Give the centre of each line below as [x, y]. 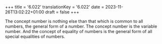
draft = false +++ [62, 12]
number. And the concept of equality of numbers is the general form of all [79, 31]
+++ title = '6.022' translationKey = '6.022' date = [55, 7]
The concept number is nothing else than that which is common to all [74, 21]
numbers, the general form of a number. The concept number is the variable [81, 26]
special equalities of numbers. [35, 36]
